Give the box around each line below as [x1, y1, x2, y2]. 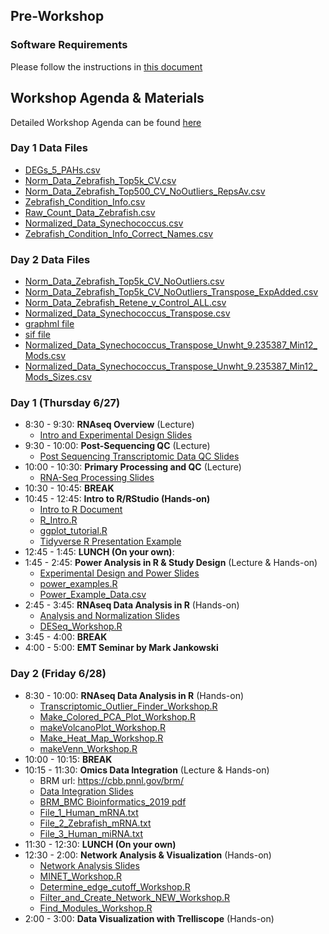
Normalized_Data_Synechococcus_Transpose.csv [24, 307, 231, 319]
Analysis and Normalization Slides [39, 610, 180, 622]
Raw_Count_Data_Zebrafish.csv [24, 206, 156, 218]
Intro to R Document [39, 504, 123, 516]
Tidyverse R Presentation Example [39, 535, 182, 548]
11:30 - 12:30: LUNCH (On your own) [24, 838, 177, 850]
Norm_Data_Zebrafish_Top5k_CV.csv [24, 174, 177, 186]
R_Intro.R [39, 514, 78, 526]
